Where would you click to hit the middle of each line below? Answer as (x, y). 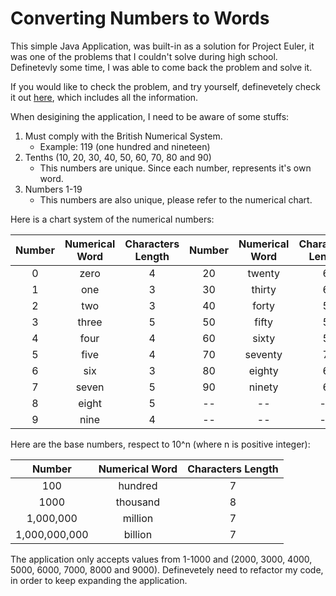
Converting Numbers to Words (140, 18)
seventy (263, 354)
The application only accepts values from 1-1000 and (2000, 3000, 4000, (161, 559)
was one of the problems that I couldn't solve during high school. (144, 56)
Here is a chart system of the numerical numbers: (112, 219)
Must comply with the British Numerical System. (123, 136)
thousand (138, 502)
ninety (263, 387)
